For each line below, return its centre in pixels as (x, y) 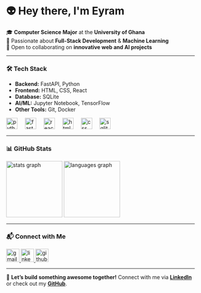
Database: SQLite (37, 97)
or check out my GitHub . (37, 283)
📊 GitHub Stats (29, 149)
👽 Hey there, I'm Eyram (65, 11)
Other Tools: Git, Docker (45, 110)
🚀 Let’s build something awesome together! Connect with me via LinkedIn (99, 277)
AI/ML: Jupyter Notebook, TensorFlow (63, 103)
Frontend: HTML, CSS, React (51, 91)
